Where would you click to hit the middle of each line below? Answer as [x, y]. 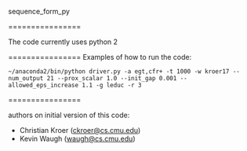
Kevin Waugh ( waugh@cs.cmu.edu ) [77, 138]
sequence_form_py [39, 11]
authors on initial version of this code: [69, 115]
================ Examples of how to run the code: [100, 57]
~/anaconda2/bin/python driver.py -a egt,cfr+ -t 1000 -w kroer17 [119, 72]
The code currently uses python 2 [63, 42]
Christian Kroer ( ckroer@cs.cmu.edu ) [80, 130]
